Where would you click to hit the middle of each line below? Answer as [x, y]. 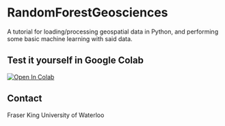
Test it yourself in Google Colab [75, 61]
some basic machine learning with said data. [70, 38]
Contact [25, 98]
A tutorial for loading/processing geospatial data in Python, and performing [113, 32]
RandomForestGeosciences [88, 13]
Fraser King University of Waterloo [56, 115]
